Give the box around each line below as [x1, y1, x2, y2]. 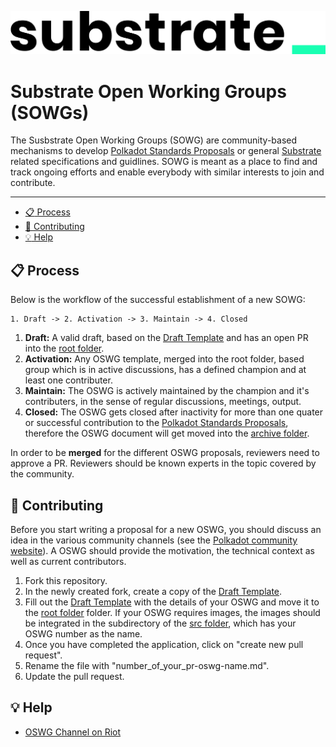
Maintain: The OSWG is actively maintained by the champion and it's [24, 385, 310, 397]
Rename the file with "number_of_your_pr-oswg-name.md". [24, 659, 270, 671]
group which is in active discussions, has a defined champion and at [24, 364, 307, 376]
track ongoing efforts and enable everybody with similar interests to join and [10, 166, 325, 178]
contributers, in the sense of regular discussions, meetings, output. [24, 396, 302, 408]
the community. [10, 468, 75, 480]
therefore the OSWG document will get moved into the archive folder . [24, 427, 310, 440]
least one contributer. [24, 374, 113, 386]
